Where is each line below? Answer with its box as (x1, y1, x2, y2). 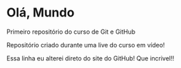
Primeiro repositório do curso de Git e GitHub (6, 27, 136, 36)
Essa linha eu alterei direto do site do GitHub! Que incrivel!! (6, 54, 175, 63)
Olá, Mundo (6, 5, 75, 21)
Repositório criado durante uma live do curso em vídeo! (6, 41, 165, 49)
